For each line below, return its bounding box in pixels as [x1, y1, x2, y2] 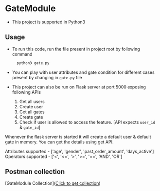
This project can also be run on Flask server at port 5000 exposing [12, 84, 146, 90]
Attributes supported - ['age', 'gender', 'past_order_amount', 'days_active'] [5, 148, 154, 154]
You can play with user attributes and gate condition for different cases [12, 69, 155, 75]
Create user [19, 104, 43, 109]
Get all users [19, 98, 45, 104]
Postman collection [5, 168, 65, 176]
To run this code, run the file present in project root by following [12, 46, 140, 52]
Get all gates [19, 109, 45, 115]
